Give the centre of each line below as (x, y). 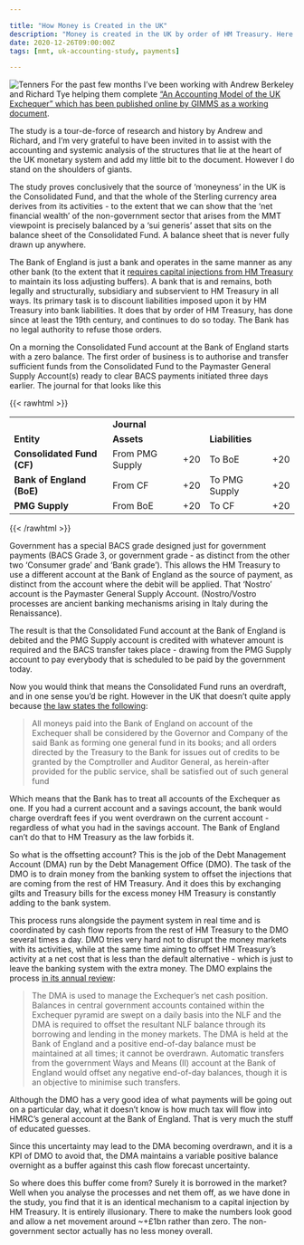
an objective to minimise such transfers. (106, 1082)
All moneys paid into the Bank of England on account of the (142, 723)
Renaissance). (36, 613)
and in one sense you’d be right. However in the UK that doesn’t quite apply (150, 696)
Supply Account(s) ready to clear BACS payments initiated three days (139, 376)
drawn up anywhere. (48, 244)
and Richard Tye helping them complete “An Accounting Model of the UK (145, 94)
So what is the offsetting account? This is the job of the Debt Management (148, 855)
